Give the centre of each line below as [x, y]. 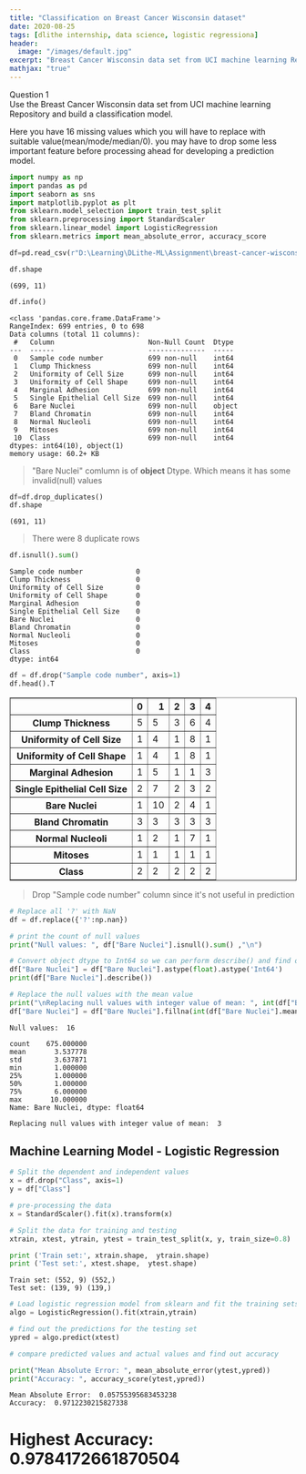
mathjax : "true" [40, 69]
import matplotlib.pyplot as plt [73, 203]
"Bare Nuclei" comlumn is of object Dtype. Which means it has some [161, 471]
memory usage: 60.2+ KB [55, 453]
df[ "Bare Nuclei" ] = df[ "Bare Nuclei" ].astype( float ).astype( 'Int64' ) [146, 970]
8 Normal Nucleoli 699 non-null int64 [123, 422]
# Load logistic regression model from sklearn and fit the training [144, 1304]
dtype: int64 [34, 660]
